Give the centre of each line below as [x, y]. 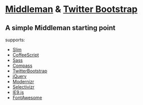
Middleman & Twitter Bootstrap [71, 9]
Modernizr [23, 82]
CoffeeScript [26, 55]
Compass [22, 66]
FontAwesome [27, 97]
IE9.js [18, 92]
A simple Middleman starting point [60, 28]
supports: [15, 40]
